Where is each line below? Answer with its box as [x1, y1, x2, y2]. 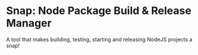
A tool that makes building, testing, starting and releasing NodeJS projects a [6, 36, 193, 43]
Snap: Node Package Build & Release [6, 4, 191, 18]
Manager [6, 16, 52, 30]
